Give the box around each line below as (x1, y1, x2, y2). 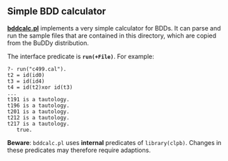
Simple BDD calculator (7, 6, 106, 17)
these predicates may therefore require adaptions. (7, 146, 151, 154)
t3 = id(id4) (7, 78, 45, 85)
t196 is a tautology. (7, 102, 70, 109)
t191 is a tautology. (7, 96, 70, 103)
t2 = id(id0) (7, 71, 45, 78)
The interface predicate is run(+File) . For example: (7, 52, 154, 60)
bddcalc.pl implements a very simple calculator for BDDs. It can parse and (7, 24, 221, 32)
